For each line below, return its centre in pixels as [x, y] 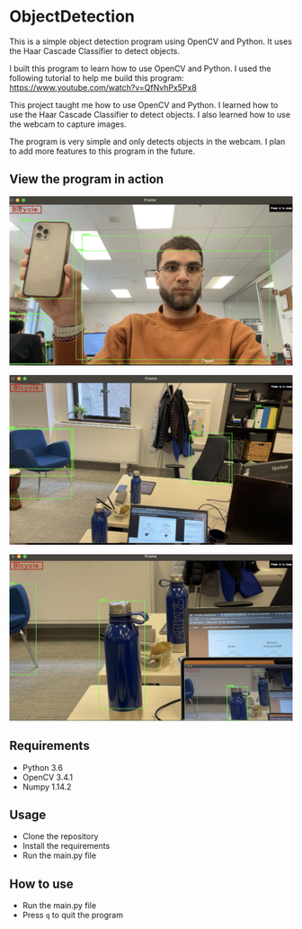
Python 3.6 [42, 767]
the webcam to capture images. [68, 124]
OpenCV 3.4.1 [48, 777]
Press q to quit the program [73, 916]
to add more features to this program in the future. [102, 151]
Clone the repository [60, 836]
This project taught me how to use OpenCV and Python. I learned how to [144, 104]
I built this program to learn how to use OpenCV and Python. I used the [140, 68]
